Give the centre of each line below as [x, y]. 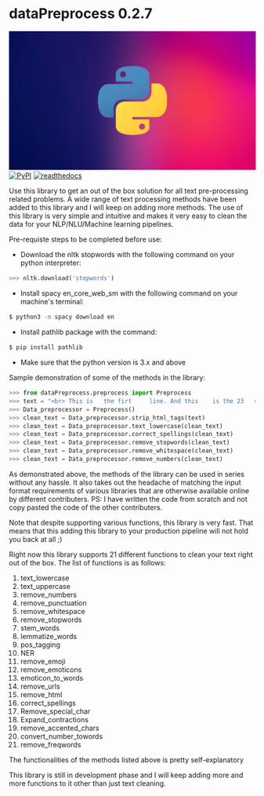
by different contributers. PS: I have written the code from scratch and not [128, 499]
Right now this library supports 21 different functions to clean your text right [131, 554]
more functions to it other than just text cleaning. [88, 783]
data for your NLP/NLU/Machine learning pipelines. [91, 224]
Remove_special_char [55, 711]
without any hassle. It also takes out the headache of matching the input [125, 482]
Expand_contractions [54, 719]
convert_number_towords [61, 736]
